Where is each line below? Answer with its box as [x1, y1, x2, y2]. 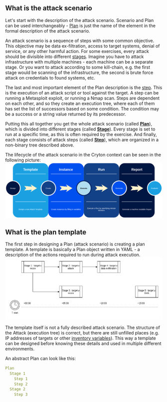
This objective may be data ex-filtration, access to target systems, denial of [5, 42, 160, 49]
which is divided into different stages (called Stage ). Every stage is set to [5, 126, 156, 132]
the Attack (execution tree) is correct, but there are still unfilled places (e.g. [5, 329, 160, 335]
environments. [5, 345, 35, 351]
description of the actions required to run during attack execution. [5, 252, 141, 258]
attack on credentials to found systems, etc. [5, 74, 96, 80]
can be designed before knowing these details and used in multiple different [5, 340, 162, 346]
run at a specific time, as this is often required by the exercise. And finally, [5, 131, 157, 137]
